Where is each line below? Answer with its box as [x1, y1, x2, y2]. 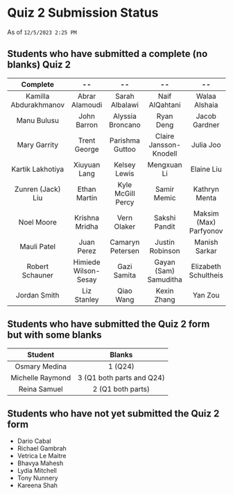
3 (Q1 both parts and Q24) [77, 373, 165, 382]
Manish [193, 237, 218, 247]
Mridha [75, 221, 98, 231]
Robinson [149, 245, 180, 255]
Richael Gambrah [17, 444, 67, 453]
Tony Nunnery [17, 474, 58, 482]
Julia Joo [191, 140, 221, 149]
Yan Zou [193, 290, 220, 300]
